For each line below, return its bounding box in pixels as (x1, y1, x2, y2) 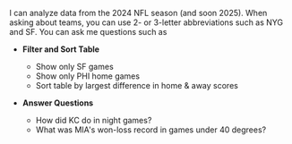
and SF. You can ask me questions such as (9, 27, 167, 37)
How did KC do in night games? (35, 115, 152, 125)
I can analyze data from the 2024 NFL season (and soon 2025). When (9, 8, 268, 18)
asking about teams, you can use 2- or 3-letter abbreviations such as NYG (9, 17, 284, 28)
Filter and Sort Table (21, 44, 100, 55)
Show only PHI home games (35, 71, 141, 81)
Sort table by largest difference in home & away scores (35, 80, 239, 90)
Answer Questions (21, 97, 94, 108)
